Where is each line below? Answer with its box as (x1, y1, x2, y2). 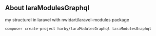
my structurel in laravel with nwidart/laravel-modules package (5, 17, 129, 22)
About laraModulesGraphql (5, 4, 90, 12)
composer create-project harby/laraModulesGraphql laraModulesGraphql (5, 26, 152, 31)
